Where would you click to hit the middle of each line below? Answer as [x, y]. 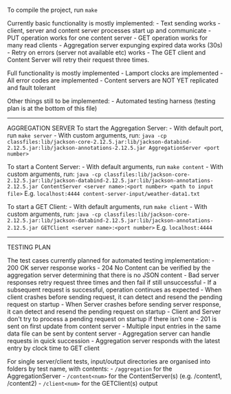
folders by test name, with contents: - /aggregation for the [90, 369]
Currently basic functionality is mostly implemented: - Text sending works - [114, 23]
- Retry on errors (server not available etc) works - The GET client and [107, 52]
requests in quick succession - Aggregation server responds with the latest [114, 341]
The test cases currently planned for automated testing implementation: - [111, 260]
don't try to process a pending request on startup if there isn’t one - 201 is [112, 319]
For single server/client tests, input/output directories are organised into [109, 361]
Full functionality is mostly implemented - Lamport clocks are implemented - [115, 73]
